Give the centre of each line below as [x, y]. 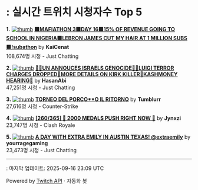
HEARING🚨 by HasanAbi [36, 80]
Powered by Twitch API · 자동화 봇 [47, 181]
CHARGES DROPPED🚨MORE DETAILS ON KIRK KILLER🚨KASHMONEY [92, 74]
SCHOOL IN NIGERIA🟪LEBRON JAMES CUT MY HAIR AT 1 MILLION [89, 38]
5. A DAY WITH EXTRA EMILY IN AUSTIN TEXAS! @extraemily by [98, 137]
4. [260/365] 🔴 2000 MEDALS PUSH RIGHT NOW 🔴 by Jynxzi [94, 118]
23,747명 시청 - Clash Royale [41, 125]
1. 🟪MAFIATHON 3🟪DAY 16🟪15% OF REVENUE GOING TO [90, 29]
